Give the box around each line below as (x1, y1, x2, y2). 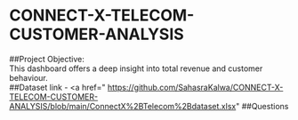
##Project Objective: (9, 53, 85, 64)
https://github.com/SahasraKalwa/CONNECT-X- (107, 82, 284, 92)
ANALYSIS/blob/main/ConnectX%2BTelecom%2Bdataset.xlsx (9, 100, 237, 111)
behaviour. (9, 72, 49, 83)
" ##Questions (235, 100, 289, 111)
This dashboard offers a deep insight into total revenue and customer (9, 63, 263, 74)
